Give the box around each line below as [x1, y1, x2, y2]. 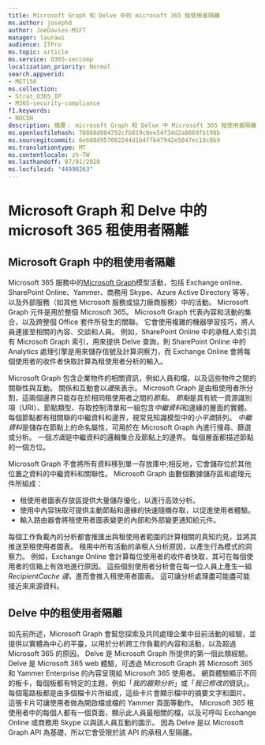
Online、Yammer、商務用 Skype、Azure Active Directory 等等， [45, 288, 254, 296]
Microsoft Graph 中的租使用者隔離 [8, 255, 176, 269]
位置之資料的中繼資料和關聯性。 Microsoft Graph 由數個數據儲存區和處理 [8, 469, 244, 478]
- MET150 [8, 77, 37, 85]
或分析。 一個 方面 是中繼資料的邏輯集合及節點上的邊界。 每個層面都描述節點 [8, 433, 254, 441]
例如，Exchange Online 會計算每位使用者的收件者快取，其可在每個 [30, 552, 247, 561]
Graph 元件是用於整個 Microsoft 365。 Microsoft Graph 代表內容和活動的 [8, 307, 245, 316]
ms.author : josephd [8, 19, 73, 27]
